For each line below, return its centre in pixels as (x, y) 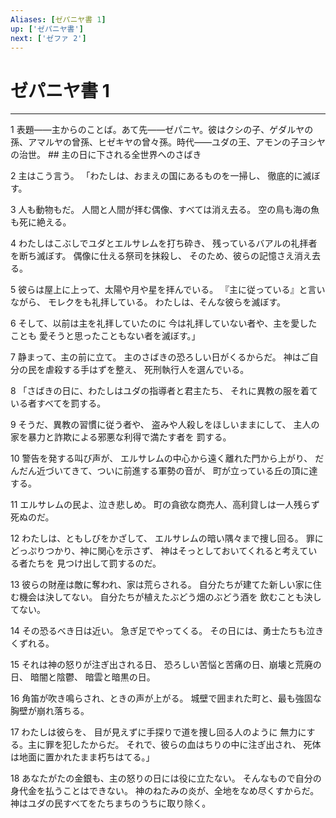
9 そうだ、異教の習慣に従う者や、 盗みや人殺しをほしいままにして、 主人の (165, 425)
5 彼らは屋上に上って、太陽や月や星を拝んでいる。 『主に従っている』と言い (168, 290)
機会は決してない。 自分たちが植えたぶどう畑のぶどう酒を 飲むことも (161, 597)
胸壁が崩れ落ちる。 (50, 711)
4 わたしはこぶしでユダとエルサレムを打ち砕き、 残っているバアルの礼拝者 (164, 243)
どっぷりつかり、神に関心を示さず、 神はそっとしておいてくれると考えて (159, 551)
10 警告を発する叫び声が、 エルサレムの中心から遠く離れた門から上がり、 (161, 458)
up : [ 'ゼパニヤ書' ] (47, 29)
